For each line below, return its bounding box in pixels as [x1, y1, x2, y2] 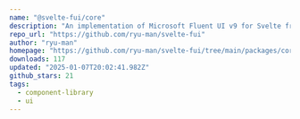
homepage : [9, 47, 46, 55]
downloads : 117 [9, 55, 66, 64]
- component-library [17, 88, 94, 97]
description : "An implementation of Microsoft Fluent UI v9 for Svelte [9, 21, 281, 30]
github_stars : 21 [9, 72, 74, 81]
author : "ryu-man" [9, 38, 78, 47]
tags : [9, 80, 29, 89]
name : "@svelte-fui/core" [9, 13, 105, 22]
